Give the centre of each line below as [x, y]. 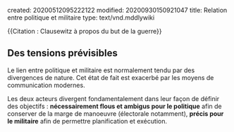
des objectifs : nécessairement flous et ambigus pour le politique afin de [115, 106]
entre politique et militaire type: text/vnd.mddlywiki [81, 18]
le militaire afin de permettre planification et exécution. [87, 121]
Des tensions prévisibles [62, 53]
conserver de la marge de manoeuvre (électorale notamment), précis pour [116, 113]
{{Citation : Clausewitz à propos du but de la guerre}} [85, 31]
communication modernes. [47, 85]
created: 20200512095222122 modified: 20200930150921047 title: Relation [117, 10]
